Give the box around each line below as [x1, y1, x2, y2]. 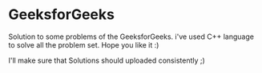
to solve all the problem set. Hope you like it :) [8, 40, 159, 49]
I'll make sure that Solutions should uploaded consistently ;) [8, 56, 206, 65]
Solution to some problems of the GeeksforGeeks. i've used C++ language [8, 32, 255, 41]
